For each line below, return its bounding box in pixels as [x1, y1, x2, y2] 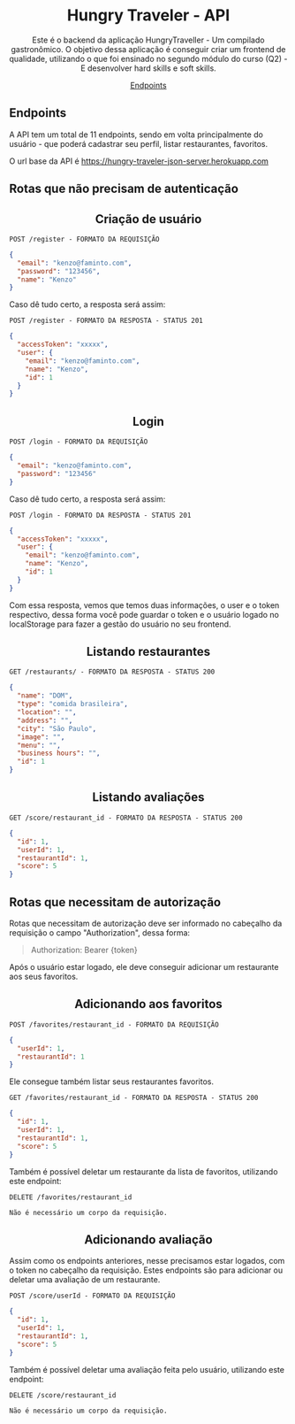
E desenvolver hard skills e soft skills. [80, 63, 216, 73]
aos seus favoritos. [9, 971, 79, 981]
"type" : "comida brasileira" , [17, 700, 128, 709]
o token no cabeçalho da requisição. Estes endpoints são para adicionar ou [9, 1265, 284, 1275]
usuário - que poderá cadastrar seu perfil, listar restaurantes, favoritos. [9, 138, 269, 149]
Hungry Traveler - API [66, 5, 231, 26]
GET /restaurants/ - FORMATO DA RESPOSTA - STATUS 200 [9, 667, 216, 677]
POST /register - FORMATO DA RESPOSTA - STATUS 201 [9, 316, 203, 326]
